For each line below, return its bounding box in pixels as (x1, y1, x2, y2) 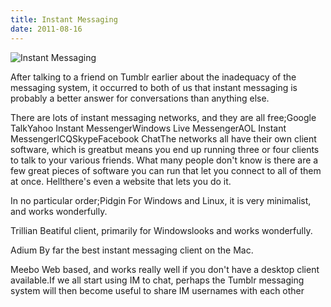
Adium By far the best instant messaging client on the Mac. (10, 244, 254, 256)
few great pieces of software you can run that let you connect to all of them (10, 164, 322, 176)
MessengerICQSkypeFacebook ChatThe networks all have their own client (10, 132, 317, 145)
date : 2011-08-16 (10, 24, 83, 34)
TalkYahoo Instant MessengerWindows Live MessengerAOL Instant (10, 122, 287, 134)
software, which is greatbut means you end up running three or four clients (10, 143, 320, 155)
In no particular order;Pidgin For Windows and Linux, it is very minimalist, (10, 194, 312, 206)
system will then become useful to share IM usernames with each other (10, 284, 305, 296)
